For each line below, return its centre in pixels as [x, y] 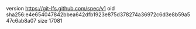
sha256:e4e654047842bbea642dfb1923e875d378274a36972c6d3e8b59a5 [98, 14]
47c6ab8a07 [21, 21]
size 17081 [50, 21]
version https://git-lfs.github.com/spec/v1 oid [61, 8]
